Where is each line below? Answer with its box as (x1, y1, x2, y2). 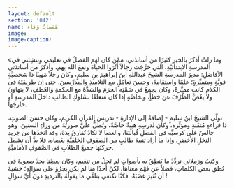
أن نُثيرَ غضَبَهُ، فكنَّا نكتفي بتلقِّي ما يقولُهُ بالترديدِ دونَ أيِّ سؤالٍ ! (8, 172, 168, 180)
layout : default (8, 10, 55, 17)
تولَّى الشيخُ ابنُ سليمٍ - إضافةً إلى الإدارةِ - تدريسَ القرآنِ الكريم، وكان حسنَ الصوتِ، (8, 113, 223, 122)
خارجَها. (8, 100, 27, 108)
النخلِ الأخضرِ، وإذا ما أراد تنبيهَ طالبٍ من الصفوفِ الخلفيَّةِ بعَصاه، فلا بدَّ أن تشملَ (8, 136, 212, 144)
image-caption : (8, 36, 52, 43)
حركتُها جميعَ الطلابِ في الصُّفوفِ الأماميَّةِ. (8, 143, 114, 152)
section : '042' (8, 17, 52, 24)
